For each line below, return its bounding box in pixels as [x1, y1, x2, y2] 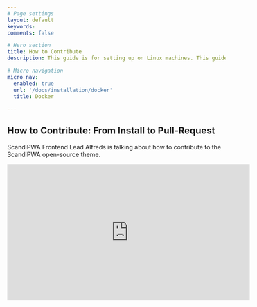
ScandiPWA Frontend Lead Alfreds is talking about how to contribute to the [7, 143, 222, 151]
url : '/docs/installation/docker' [13, 86, 113, 93]
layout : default [7, 17, 54, 24]
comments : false [7, 29, 54, 37]
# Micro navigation [7, 67, 64, 74]
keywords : [7, 23, 36, 30]
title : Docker [13, 93, 54, 100]
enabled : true [13, 80, 54, 87]
